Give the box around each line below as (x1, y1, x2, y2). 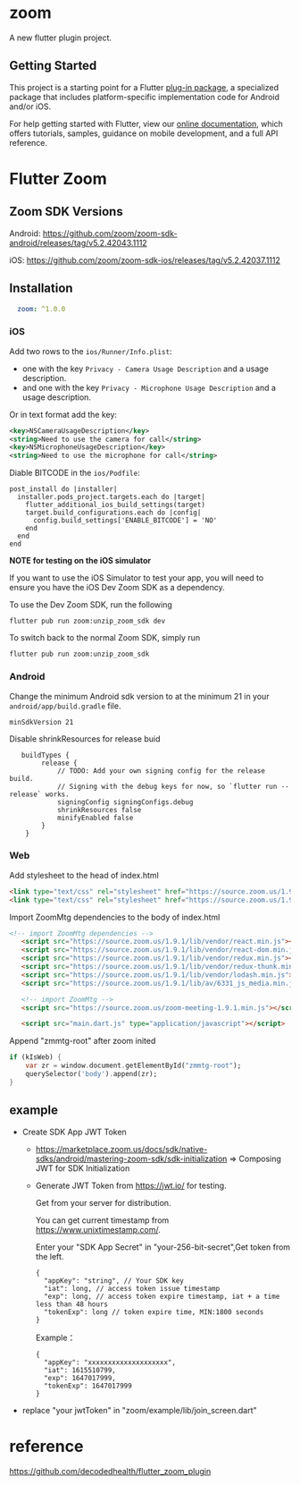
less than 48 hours (35, 1300, 109, 1309)
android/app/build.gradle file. (9, 700, 121, 711)
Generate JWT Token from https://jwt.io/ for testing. (35, 1180, 227, 1191)
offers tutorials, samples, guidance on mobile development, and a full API (9, 128, 279, 139)
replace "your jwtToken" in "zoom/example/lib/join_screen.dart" (21, 1404, 257, 1415)
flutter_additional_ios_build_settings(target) (25, 500, 205, 510)
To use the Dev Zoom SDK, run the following (9, 599, 172, 610)
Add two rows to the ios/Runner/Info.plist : (9, 345, 172, 356)
